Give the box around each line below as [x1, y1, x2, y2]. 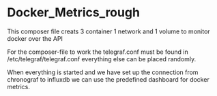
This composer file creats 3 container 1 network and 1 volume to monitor [7, 27, 210, 35]
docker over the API [7, 34, 63, 42]
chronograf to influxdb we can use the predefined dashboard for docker [7, 75, 209, 83]
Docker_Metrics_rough [7, 5, 140, 20]
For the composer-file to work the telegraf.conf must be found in [7, 48, 189, 56]
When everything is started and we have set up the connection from [7, 68, 199, 76]
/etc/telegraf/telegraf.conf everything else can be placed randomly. [7, 54, 197, 63]
